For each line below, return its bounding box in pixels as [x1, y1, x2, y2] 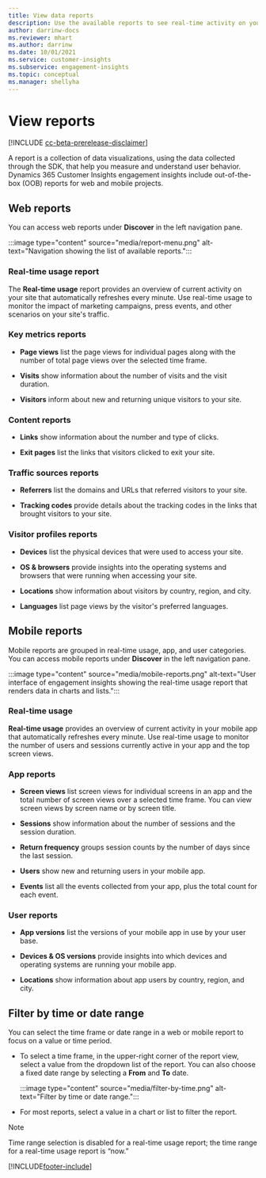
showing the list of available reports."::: [65, 246, 192, 256]
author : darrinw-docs [8, 26, 80, 34]
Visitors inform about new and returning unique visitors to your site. [19, 394, 242, 404]
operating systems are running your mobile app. [19, 959, 177, 970]
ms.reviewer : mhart [8, 33, 73, 42]
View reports [8, 112, 96, 130]
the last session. [19, 851, 74, 861]
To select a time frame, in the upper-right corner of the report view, [19, 1051, 239, 1061]
